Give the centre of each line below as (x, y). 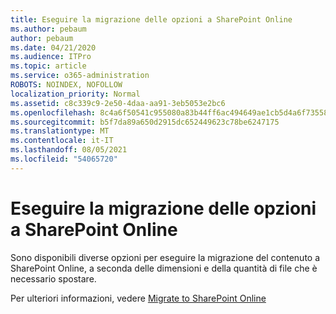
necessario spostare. (53, 278)
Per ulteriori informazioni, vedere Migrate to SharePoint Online (138, 298)
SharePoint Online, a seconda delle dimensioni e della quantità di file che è (164, 268)
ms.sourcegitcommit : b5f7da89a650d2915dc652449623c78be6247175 (145, 122)
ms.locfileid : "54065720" (64, 159)
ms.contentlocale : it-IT (62, 141)
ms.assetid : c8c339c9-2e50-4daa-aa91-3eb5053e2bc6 (118, 103)
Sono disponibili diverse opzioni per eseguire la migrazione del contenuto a (165, 257)
